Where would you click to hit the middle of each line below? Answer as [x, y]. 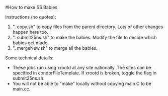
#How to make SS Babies [31, 7]
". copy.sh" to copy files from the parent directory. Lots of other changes [88, 27]
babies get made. [30, 43]
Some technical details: [29, 58]
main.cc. [21, 89]
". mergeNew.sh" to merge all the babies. [55, 48]
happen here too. [30, 32]
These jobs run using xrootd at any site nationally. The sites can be [82, 68]
